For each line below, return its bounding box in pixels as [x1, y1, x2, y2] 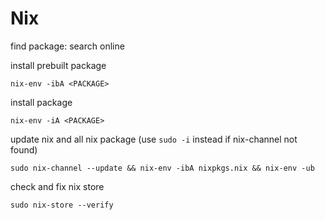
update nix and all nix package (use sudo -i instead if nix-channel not [10, 133, 298, 145]
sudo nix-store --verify [10, 200, 114, 210]
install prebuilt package [10, 59, 107, 71]
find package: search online [10, 40, 125, 52]
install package [10, 96, 73, 108]
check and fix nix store [10, 180, 105, 192]
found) [10, 143, 38, 156]
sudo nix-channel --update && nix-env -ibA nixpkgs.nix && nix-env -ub [10, 163, 315, 173]
